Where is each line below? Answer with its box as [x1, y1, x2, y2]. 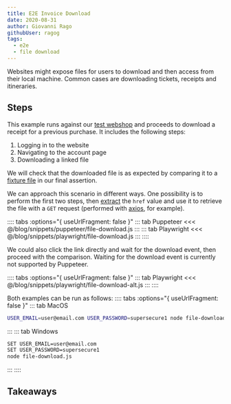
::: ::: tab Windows [7, 327, 58, 335]
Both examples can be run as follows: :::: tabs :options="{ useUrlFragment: [7, 294, 219, 302]
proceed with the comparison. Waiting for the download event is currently [7, 253, 216, 261]
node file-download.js [7, 353, 72, 360]
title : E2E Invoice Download [7, 10, 91, 17]
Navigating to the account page [16, 148, 107, 156]
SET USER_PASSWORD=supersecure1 [7, 347, 100, 354]
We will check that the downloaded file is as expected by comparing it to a [7, 169, 218, 177]
